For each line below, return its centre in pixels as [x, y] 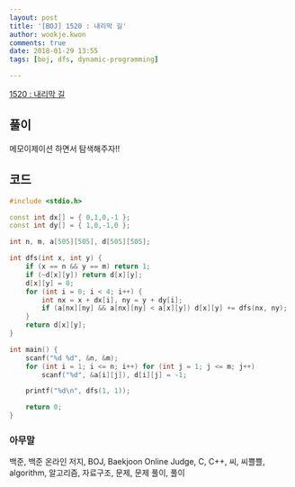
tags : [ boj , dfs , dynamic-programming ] [84, 59]
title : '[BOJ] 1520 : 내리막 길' [68, 26]
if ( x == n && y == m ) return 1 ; [88, 266]
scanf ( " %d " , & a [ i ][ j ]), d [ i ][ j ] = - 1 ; [114, 374]
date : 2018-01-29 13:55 [54, 51]
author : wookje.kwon [48, 34]
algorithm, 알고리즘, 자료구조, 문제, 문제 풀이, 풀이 [98, 473]
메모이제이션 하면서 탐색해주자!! [65, 149]
